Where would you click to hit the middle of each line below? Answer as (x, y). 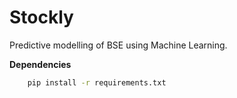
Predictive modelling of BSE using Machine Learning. (118, 45)
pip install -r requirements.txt (97, 82)
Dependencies (40, 64)
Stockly (41, 17)
